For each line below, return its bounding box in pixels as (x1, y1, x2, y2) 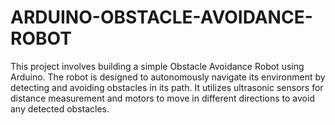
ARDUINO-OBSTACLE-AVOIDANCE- (10, 6, 313, 29)
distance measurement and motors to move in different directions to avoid (10, 92, 315, 104)
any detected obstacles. (10, 102, 110, 115)
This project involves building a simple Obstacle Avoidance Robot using (10, 60, 305, 72)
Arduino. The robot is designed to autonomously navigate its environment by (10, 71, 326, 83)
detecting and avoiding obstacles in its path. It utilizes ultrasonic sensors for (10, 81, 324, 93)
